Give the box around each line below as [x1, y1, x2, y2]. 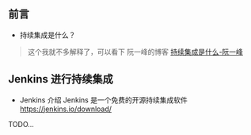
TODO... [8, 119, 34, 129]
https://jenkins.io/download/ [19, 104, 112, 114]
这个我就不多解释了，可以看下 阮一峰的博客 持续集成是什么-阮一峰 [27, 47, 244, 56]
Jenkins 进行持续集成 [8, 72, 113, 86]
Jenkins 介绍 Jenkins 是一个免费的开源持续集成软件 [19, 94, 188, 105]
